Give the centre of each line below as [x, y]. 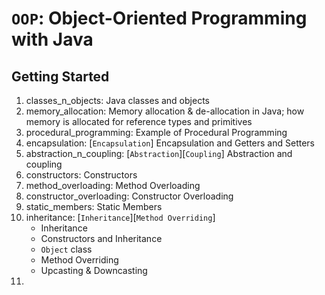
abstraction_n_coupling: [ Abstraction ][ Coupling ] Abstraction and [159, 153]
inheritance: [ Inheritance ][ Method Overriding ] [120, 217]
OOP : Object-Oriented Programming [159, 18]
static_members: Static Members [94, 206]
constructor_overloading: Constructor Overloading [129, 196]
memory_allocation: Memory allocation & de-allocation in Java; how [165, 111]
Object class [66, 249]
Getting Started [60, 76]
